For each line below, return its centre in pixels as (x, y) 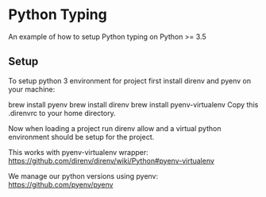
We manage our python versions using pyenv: (83, 176)
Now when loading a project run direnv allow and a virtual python (115, 128)
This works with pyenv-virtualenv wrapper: (78, 152)
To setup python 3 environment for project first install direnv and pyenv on (130, 80)
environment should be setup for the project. (81, 137)
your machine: (32, 89)
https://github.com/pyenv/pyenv (61, 184)
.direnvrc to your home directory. (62, 113)
